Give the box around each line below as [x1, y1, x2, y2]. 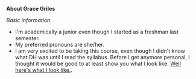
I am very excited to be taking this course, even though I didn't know [14, 47, 186, 54]
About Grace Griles [6, 5, 55, 12]
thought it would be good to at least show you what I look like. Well [14, 60, 181, 67]
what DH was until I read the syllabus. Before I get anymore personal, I [14, 54, 190, 60]
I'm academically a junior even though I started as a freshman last [14, 28, 179, 35]
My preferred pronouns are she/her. [14, 41, 104, 48]
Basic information [6, 17, 51, 23]
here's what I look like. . [14, 66, 72, 74]
